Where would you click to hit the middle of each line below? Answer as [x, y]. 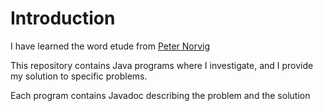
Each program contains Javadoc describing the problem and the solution [160, 95]
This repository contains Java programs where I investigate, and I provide [162, 65]
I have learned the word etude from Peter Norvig [110, 46]
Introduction [63, 18]
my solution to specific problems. [79, 76]
